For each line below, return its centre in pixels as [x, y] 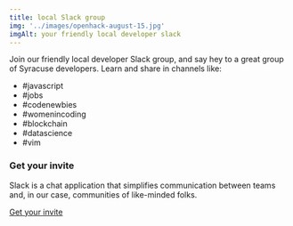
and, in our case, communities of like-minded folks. [103, 194]
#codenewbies [49, 105]
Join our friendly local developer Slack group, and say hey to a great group [147, 60]
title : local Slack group [57, 17]
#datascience [47, 133]
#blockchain [45, 124]
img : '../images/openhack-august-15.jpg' [87, 26]
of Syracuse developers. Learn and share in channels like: [116, 69]
